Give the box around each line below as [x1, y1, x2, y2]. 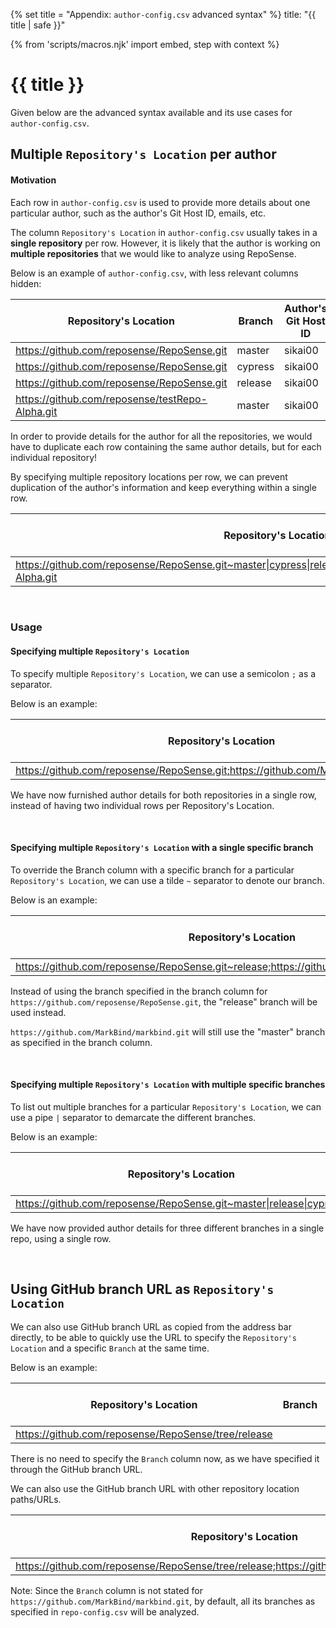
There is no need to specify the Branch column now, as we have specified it [10, 1452, 320, 1464]
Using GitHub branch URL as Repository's [10, 1281, 275, 1298]
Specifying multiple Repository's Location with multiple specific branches [10, 1079, 326, 1091]
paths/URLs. [10, 1493, 62, 1505]
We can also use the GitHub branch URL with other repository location [10, 1482, 300, 1494]
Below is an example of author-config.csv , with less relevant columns [10, 267, 299, 279]
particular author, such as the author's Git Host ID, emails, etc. [10, 207, 267, 219]
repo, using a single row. [10, 1233, 112, 1245]
